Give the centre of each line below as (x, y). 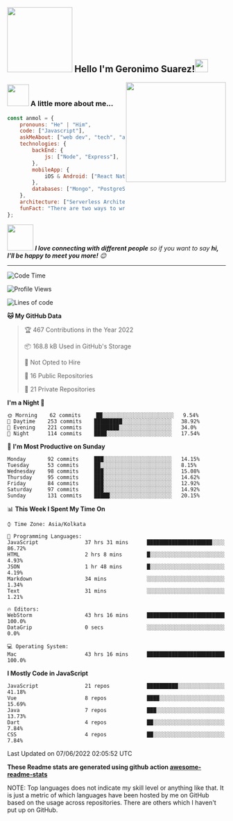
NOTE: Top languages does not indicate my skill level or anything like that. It (115, 788)
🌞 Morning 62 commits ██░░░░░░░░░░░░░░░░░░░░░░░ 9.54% (103, 415)
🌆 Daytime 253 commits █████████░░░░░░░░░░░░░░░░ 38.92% (103, 421)
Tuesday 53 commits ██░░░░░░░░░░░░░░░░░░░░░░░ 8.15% (102, 465)
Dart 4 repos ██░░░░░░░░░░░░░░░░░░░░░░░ (116, 722)
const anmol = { (31, 118)
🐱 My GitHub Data (35, 316)
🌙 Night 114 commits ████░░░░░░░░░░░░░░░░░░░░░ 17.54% (103, 433)
